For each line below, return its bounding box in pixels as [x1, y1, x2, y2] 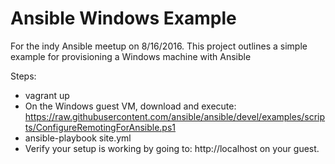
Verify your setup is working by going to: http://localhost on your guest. [24, 142, 320, 154]
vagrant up [24, 89, 70, 101]
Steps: [10, 70, 37, 82]
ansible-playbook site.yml [24, 132, 132, 144]
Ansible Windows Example [10, 7, 237, 30]
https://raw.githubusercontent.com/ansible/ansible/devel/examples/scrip [24, 110, 326, 122]
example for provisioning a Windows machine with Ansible [10, 50, 252, 62]
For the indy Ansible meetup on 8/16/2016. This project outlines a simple [10, 40, 308, 52]
